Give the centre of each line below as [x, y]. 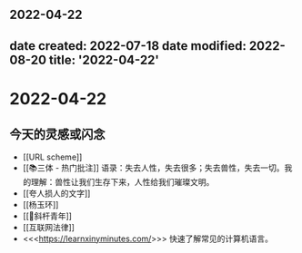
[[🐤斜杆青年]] [47, 216]
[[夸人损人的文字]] [56, 193]
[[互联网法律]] [49, 227]
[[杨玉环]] [40, 204]
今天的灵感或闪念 [57, 135]
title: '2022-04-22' [104, 59]
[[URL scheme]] [52, 157]
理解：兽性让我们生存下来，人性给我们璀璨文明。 [122, 181]
